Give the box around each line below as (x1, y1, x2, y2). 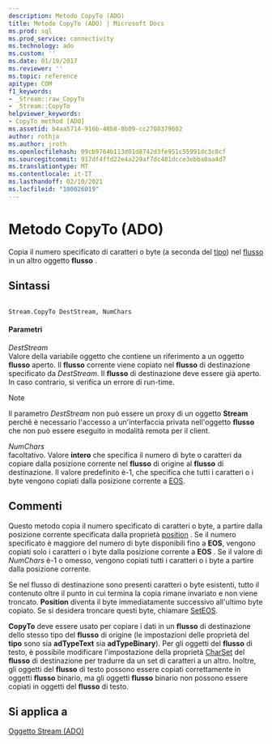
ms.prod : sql (8, 27, 53, 35)
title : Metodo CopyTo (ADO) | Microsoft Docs (8, 19, 164, 28)
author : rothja (8, 132, 60, 140)
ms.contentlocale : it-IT (8, 170, 92, 178)
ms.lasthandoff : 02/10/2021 (8, 177, 104, 186)
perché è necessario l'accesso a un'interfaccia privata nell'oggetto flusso (8, 417, 255, 426)
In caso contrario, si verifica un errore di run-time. (8, 377, 176, 387)
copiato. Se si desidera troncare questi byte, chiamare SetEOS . (8, 605, 219, 615)
